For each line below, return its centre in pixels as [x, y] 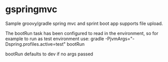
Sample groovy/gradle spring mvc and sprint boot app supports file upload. [84, 23]
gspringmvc [31, 9]
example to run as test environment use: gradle [55, 39]
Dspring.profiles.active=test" [36, 44]
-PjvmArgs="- [120, 39]
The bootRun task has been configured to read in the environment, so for [82, 33]
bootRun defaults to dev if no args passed [49, 54]
